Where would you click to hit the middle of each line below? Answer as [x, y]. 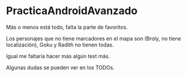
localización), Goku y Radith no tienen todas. [60, 45]
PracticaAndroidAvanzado [72, 11]
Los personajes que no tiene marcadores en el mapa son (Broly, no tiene [94, 38]
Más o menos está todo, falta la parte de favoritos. [67, 27]
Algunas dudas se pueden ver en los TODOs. [60, 67]
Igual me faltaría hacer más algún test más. [58, 56]
